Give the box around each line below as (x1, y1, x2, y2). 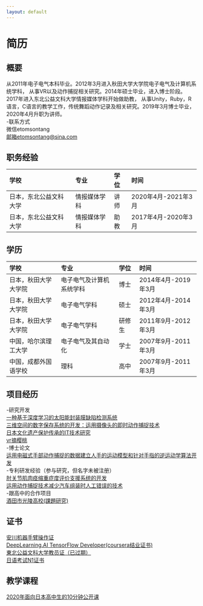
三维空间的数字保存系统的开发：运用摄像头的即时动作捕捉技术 (6, 421, 160, 429)
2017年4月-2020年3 (131, 213, 193, 222)
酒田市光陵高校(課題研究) (6, 497, 69, 504)
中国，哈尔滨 (9, 337, 47, 346)
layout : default (6, 8, 47, 15)
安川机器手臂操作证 (6, 533, 54, 541)
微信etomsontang (6, 125, 50, 133)
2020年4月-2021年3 (131, 193, 193, 201)
